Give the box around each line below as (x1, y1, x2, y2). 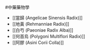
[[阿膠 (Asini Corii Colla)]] (12, 40, 64, 46)
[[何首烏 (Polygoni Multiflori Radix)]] (12, 34, 85, 39)
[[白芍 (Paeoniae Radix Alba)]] (12, 27, 74, 33)
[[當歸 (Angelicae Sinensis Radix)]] (12, 15, 83, 21)
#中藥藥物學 (5, 4, 30, 10)
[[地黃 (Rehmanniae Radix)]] (12, 21, 70, 27)
